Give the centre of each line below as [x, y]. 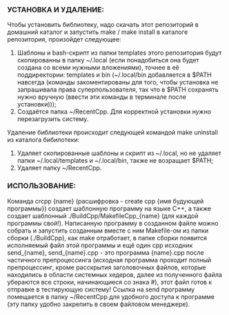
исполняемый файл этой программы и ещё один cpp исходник [100, 245]
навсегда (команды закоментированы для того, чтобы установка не [118, 82]
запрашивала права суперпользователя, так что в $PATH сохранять [118, 90]
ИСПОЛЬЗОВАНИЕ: [41, 186]
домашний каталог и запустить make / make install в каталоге [98, 32]
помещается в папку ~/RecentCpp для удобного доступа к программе [111, 296]
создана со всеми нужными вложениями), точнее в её [98, 68]
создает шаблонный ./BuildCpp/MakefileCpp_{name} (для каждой [103, 215]
